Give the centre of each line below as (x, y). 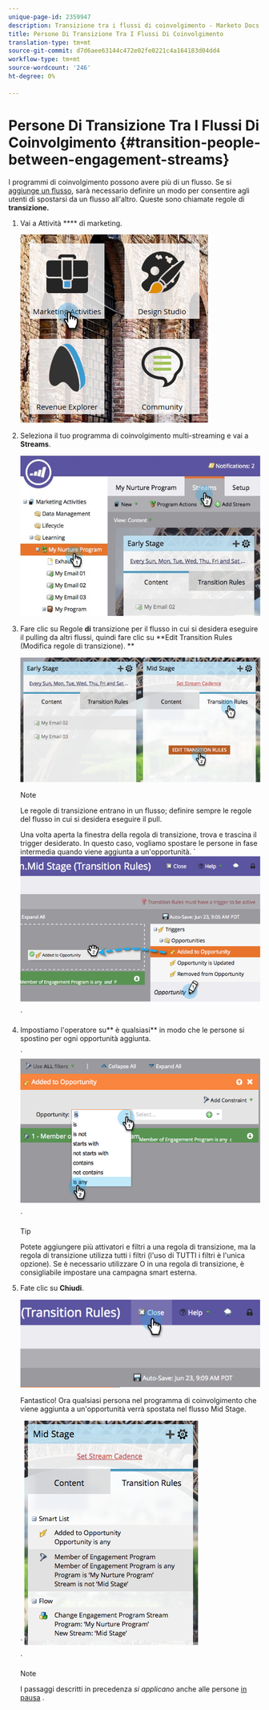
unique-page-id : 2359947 (50, 17)
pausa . (32, 1697)
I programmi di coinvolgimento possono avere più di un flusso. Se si (120, 182)
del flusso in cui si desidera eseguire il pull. (91, 819)
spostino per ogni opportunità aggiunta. (85, 1039)
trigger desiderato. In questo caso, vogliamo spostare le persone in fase (139, 843)
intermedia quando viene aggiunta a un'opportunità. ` (108, 852)
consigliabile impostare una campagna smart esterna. (108, 1272)
